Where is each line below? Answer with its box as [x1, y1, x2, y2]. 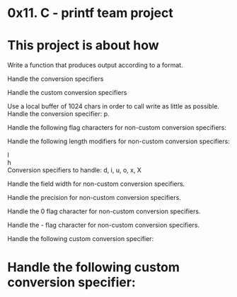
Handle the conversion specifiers [7, 74, 104, 83]
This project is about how [7, 38, 159, 54]
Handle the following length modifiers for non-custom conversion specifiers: [7, 137, 230, 146]
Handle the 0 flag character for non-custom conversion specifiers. [7, 207, 201, 215]
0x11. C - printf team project [7, 5, 173, 21]
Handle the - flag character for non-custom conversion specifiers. [7, 221, 200, 230]
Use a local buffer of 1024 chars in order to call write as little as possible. [7, 102, 219, 111]
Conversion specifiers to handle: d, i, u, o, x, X [7, 166, 141, 174]
